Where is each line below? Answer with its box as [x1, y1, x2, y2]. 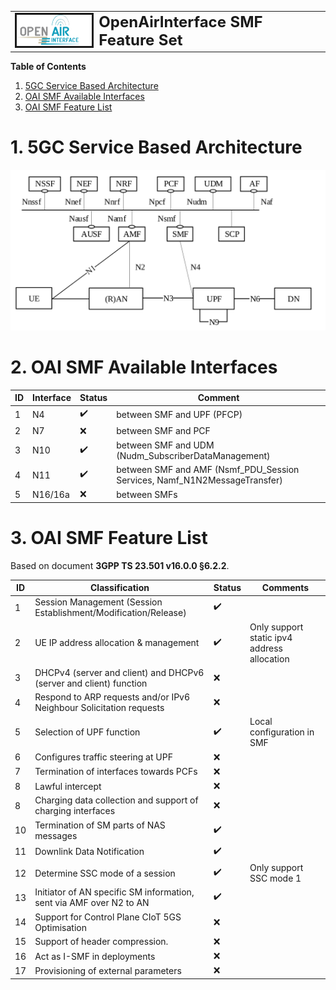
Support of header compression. [34, 936, 169, 948]
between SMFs [116, 488, 178, 500]
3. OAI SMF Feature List [10, 526, 208, 549]
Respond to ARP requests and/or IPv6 [34, 691, 191, 703]
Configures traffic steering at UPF [34, 751, 173, 763]
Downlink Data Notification [34, 846, 145, 858]
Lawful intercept [34, 780, 102, 792]
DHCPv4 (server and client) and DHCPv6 [34, 666, 205, 678]
